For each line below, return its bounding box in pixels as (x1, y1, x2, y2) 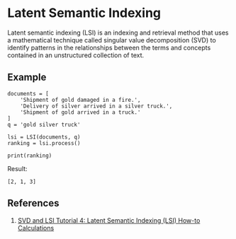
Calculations (17, 223, 55, 232)
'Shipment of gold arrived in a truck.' (20, 108, 141, 116)
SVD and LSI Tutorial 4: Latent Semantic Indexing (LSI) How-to (17, 216, 201, 224)
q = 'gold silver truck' (7, 121, 81, 128)
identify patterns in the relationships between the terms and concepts (7, 43, 211, 52)
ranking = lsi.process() (7, 139, 81, 146)
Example (7, 71, 47, 83)
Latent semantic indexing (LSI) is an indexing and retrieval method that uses (7, 28, 229, 37)
